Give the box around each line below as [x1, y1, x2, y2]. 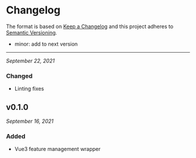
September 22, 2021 [6, 57, 55, 64]
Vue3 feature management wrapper [14, 146, 101, 153]
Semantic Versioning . [6, 29, 57, 36]
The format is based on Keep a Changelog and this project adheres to [6, 23, 174, 30]
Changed [6, 71, 33, 80]
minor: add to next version [14, 40, 78, 47]
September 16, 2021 [6, 118, 54, 125]
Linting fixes [14, 85, 44, 92]
